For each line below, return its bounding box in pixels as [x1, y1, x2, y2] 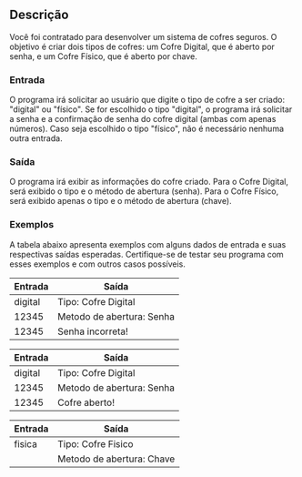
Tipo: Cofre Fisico [57, 437, 134, 450]
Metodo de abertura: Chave [57, 452, 176, 465]
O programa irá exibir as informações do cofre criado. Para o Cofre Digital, [9, 177, 289, 188]
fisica [14, 437, 38, 450]
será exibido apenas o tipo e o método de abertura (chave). [9, 196, 232, 207]
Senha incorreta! [57, 325, 129, 338]
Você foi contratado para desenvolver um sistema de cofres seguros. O [9, 31, 277, 42]
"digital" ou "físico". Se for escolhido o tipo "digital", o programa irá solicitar [9, 104, 293, 115]
